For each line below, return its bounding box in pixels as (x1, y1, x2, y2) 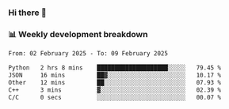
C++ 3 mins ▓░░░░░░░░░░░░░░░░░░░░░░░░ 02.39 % (8, 86, 222, 94)
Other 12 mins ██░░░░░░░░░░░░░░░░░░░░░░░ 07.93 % (8, 78, 222, 86)
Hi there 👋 (8, 7, 48, 18)
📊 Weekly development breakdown (8, 28, 148, 39)
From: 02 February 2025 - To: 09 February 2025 (8, 50, 169, 58)
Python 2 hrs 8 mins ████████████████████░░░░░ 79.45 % (8, 64, 222, 72)
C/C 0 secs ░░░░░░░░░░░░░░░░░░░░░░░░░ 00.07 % (8, 93, 222, 101)
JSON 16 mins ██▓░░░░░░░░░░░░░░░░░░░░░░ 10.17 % (8, 71, 222, 79)
